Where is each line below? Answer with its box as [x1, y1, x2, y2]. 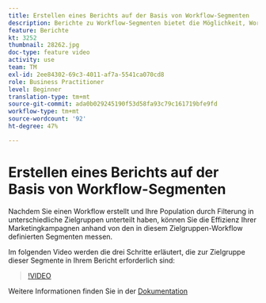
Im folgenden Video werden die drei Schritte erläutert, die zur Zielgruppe [8, 247, 245, 256]
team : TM [8, 63, 37, 71]
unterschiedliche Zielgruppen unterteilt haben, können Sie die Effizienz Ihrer [8, 215, 257, 224]
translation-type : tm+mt [8, 93, 90, 101]
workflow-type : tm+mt [8, 108, 80, 116]
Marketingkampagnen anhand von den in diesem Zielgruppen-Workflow [8, 223, 243, 232]
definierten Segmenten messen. [8, 232, 113, 241]
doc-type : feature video [8, 48, 90, 56]
